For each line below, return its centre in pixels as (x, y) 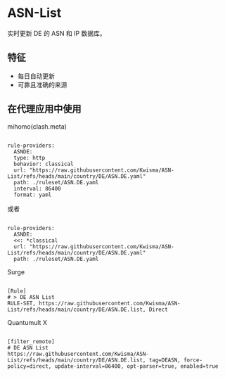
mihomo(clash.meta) (37, 126)
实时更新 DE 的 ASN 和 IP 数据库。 (57, 33)
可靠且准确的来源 (42, 84)
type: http (30, 158)
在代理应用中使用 (44, 109)
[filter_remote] (31, 341)
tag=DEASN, (165, 360)
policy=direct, (30, 366)
